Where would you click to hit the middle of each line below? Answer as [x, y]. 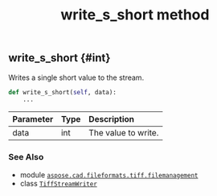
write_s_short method [135, 15]
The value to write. [123, 133]
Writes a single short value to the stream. [76, 77]
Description [111, 119]
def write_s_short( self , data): [62, 92]
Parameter [33, 119]
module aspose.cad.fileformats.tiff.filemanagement [109, 174]
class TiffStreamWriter [59, 183]
